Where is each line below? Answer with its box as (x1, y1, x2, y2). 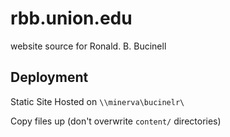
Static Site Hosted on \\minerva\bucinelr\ (10, 95, 185, 107)
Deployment (10, 69, 89, 86)
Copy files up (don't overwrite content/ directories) (10, 115, 222, 127)
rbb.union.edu (10, 7, 133, 30)
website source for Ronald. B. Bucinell (10, 40, 167, 52)
